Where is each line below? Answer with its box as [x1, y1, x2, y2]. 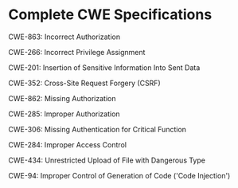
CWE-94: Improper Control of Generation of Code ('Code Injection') [8, 170, 231, 180]
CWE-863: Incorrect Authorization [8, 32, 121, 41]
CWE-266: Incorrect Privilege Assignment [8, 47, 146, 57]
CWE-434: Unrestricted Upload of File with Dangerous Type [8, 155, 205, 165]
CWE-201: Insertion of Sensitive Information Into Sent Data [8, 62, 201, 72]
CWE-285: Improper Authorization [8, 109, 121, 119]
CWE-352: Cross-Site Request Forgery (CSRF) [8, 78, 161, 88]
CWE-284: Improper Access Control [8, 139, 127, 149]
